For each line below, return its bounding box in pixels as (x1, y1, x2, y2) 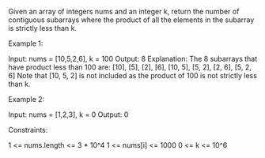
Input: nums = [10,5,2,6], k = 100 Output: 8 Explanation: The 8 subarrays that (8, 55, 258, 63)
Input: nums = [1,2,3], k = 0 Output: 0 (8, 110, 129, 119)
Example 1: (8, 39, 44, 48)
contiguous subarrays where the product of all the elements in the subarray (8, 15, 255, 24)
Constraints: (8, 126, 48, 134)
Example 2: (8, 95, 45, 103)
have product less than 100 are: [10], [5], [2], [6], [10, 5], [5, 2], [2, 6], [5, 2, (8, 62, 252, 72)
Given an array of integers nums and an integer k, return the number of (8, 7, 240, 16)
